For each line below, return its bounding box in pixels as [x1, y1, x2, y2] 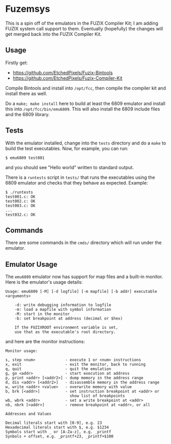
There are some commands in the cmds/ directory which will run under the [5, 239, 162, 246]
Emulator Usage [5, 260, 58, 269]
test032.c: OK [5, 212, 36, 217]
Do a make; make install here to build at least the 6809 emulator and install [5, 100, 166, 106]
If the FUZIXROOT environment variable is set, [14, 325, 118, 330]
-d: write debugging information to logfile [14, 303, 111, 308]
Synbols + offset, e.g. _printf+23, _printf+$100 [5, 434, 114, 439]
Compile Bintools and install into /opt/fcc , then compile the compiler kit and [5, 85, 166, 91]
